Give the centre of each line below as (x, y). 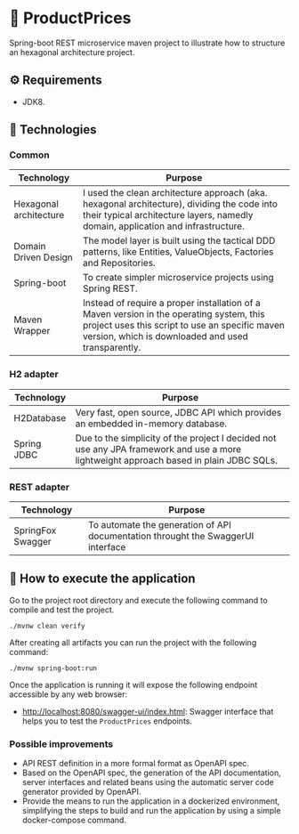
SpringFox (35, 530)
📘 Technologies (53, 130)
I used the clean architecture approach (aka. (175, 193)
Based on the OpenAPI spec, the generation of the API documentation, (152, 773)
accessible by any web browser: (69, 694)
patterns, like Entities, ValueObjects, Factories (178, 252)
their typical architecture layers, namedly (168, 215)
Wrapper (32, 331)
